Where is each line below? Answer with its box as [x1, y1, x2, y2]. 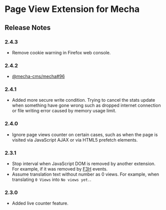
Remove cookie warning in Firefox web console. [11, 49, 111, 55]
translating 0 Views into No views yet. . [11, 177, 91, 183]
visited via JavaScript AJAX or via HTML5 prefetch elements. [11, 137, 138, 143]
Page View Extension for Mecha [4, 3, 140, 15]
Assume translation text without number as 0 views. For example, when [11, 171, 159, 178]
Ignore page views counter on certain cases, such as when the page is [11, 131, 158, 138]
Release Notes [4, 23, 51, 32]
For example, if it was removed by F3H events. [11, 166, 108, 172]
